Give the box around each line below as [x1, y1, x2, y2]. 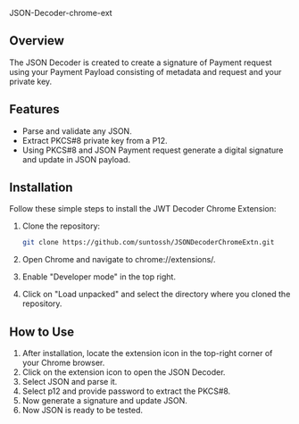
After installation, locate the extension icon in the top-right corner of [21, 348, 273, 359]
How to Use [9, 324, 75, 339]
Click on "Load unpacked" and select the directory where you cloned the [21, 289, 291, 300]
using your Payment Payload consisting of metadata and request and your [9, 66, 282, 77]
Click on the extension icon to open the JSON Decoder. [21, 367, 226, 378]
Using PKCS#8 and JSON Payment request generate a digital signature [21, 145, 284, 155]
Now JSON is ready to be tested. [21, 405, 144, 416]
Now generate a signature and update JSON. [21, 395, 187, 406]
